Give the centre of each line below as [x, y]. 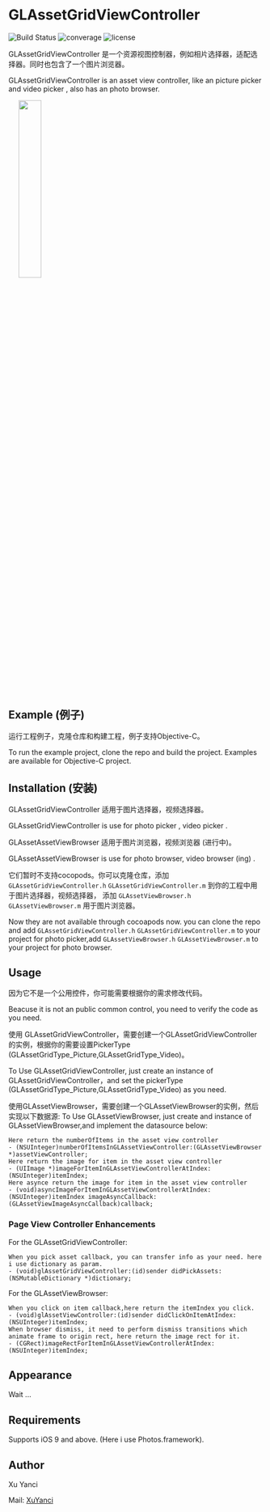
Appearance [40, 1376]
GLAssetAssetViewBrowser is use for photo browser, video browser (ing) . [132, 858]
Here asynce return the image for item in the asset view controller [128, 1183]
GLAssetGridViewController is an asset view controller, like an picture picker [135, 80]
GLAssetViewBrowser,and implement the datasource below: [108, 1125]
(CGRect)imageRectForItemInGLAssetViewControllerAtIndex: [116, 1343]
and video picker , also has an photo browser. [84, 89]
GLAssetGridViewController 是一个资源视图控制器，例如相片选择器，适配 [129, 53]
